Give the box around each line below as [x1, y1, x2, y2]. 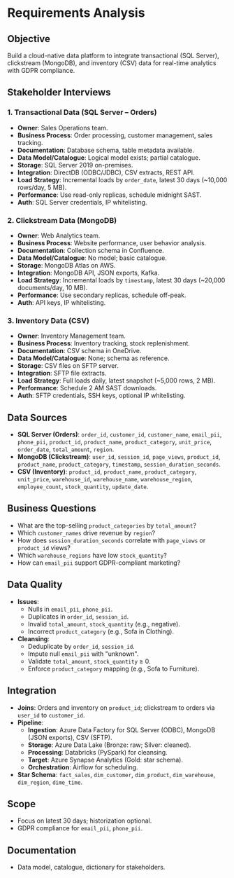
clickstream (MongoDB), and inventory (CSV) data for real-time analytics [7, 59, 217, 67]
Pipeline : [17, 718, 44, 727]
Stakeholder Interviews [7, 86, 111, 99]
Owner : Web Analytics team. [17, 231, 101, 240]
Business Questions [7, 502, 96, 514]
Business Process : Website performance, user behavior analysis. [17, 238, 207, 247]
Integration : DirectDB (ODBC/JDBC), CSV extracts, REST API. [17, 168, 195, 177]
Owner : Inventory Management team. [17, 331, 126, 341]
